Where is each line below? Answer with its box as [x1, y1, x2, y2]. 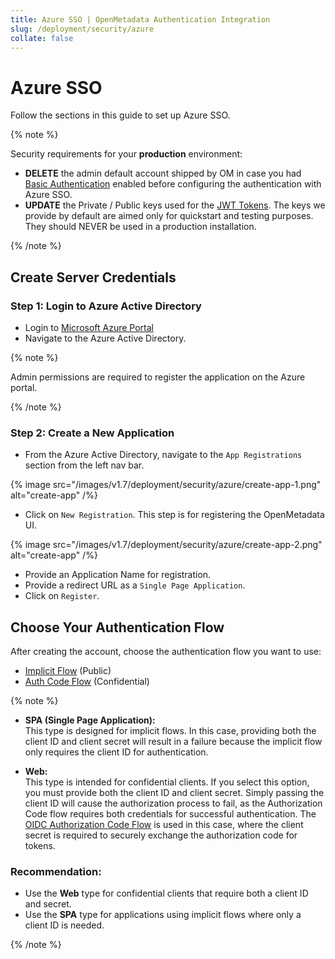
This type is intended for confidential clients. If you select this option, [24, 776, 310, 788]
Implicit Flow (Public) [24, 665, 112, 677]
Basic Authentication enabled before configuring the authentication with [24, 178, 322, 190]
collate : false [10, 33, 74, 43]
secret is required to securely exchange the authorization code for [24, 829, 298, 841]
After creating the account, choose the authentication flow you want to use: [10, 646, 322, 658]
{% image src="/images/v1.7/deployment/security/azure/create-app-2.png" [10, 539, 323, 551]
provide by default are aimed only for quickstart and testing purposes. [24, 210, 314, 222]
